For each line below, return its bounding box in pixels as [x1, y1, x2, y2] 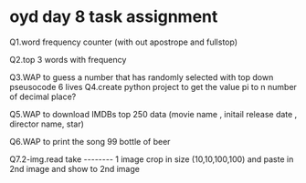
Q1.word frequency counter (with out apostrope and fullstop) [9, 36, 238, 47]
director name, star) [9, 118, 85, 129]
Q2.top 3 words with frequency [9, 54, 127, 65]
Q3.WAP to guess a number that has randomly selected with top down [9, 71, 274, 83]
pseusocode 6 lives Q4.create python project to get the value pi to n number [9, 81, 297, 92]
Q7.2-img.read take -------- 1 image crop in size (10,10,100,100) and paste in [9, 153, 294, 165]
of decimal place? [9, 91, 77, 102]
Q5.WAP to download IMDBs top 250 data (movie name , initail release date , [9, 108, 298, 119]
